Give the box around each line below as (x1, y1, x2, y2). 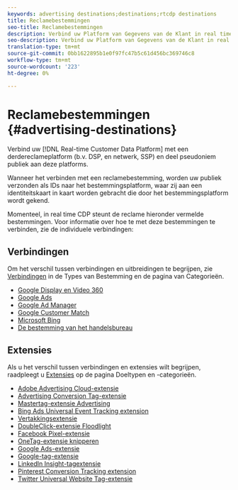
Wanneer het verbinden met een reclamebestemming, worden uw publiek (7, 174, 222, 182)
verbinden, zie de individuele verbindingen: (7, 225, 134, 234)
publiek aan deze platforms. (7, 160, 89, 169)
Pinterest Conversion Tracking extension (17, 467, 137, 476)
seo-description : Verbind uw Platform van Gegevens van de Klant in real (7, 37, 230, 44)
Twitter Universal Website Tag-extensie (17, 474, 133, 483)
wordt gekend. (7, 196, 50, 205)
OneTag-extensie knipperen (17, 437, 99, 445)
